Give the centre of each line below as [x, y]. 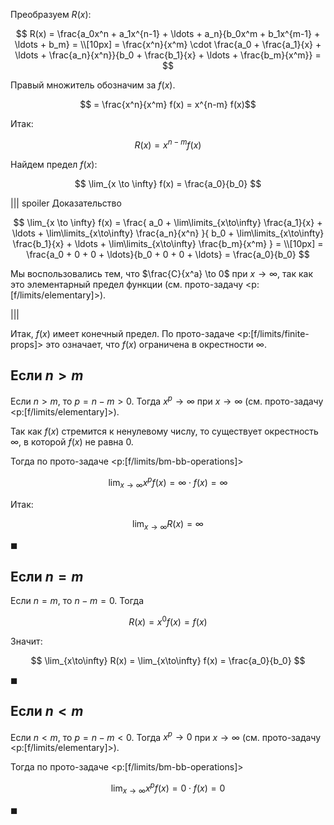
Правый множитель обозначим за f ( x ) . [93, 85]
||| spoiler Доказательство [66, 203]
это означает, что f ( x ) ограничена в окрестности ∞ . [156, 344]
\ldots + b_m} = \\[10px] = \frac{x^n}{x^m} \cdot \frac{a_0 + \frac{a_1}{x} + [168, 44]
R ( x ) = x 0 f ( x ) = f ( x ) [168, 621]
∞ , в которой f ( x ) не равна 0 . [72, 442]
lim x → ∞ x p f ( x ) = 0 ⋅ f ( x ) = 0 [168, 788]
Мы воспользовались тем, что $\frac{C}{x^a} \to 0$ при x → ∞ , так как [161, 273]
